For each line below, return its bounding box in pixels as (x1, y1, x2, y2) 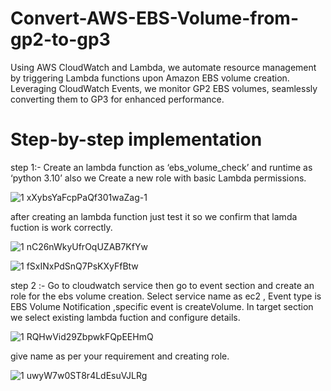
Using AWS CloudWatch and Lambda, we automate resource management (10, 61, 317, 73)
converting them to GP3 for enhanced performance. (10, 93, 225, 105)
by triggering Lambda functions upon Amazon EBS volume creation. (10, 72, 290, 84)
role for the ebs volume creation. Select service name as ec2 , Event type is (10, 290, 322, 302)
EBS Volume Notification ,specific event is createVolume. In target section (10, 300, 314, 312)
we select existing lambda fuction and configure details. (10, 311, 241, 323)
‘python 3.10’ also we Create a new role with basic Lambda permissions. (10, 172, 307, 184)
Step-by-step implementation (10, 128, 263, 151)
